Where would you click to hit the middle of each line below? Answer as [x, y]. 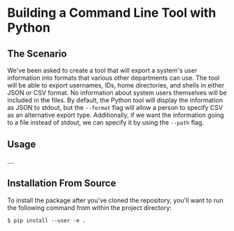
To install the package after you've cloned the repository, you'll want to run [115, 200]
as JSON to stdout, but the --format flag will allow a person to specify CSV [115, 107]
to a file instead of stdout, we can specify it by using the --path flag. [106, 122]
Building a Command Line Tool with [112, 13]
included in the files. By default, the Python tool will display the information [115, 100]
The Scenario [37, 54]
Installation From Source [62, 183]
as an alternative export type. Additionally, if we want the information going [116, 115]
